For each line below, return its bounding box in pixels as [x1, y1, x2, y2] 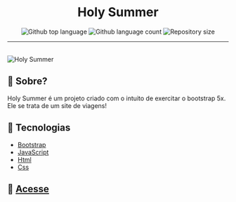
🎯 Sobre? [7, 75, 48, 88]
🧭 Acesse [7, 183, 49, 195]
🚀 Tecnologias [7, 122, 71, 134]
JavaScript [17, 148, 49, 156]
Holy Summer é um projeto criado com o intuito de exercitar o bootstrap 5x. [7, 94, 226, 102]
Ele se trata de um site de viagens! [7, 101, 107, 109]
